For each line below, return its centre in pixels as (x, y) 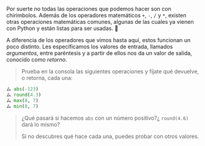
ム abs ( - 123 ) (22, 89)
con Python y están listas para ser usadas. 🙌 (62, 28)
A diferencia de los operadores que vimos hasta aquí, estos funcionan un (99, 40)
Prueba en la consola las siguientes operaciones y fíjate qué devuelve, (110, 71)
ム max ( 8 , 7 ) (22, 100)
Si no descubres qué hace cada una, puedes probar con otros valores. (110, 136)
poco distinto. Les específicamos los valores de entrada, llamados (90, 46)
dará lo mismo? (40, 124)
